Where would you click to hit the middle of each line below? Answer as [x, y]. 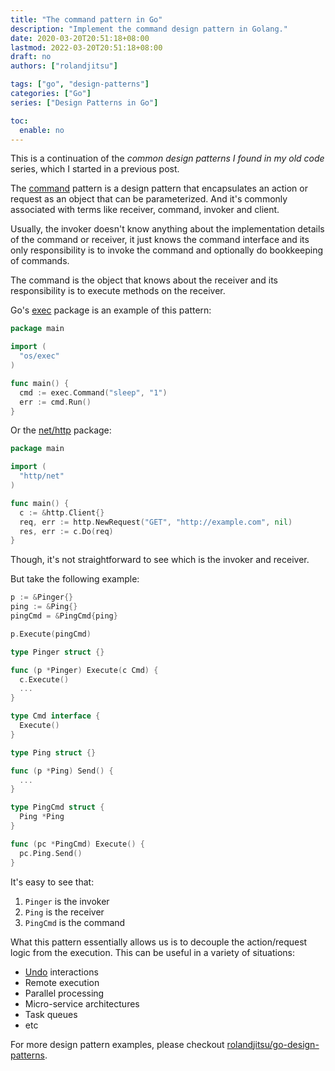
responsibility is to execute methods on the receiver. [118, 291]
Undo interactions [61, 972]
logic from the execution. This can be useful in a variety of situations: [152, 952]
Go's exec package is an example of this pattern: [111, 310]
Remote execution [62, 982]
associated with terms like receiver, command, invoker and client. [145, 210]
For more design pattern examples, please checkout [117, 1044]
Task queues [51, 1014]
